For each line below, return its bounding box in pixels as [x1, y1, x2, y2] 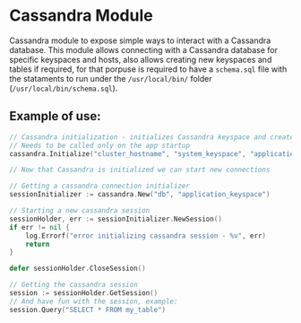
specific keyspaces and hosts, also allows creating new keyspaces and [9, 54, 272, 65]
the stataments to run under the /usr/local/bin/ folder [9, 73, 212, 83]
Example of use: [9, 109, 101, 124]
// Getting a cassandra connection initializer [9, 181, 191, 191]
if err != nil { [9, 223, 70, 231]
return [25, 240, 50, 249]
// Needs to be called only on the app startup [9, 141, 191, 150]
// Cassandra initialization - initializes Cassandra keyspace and [9, 132, 267, 142]
